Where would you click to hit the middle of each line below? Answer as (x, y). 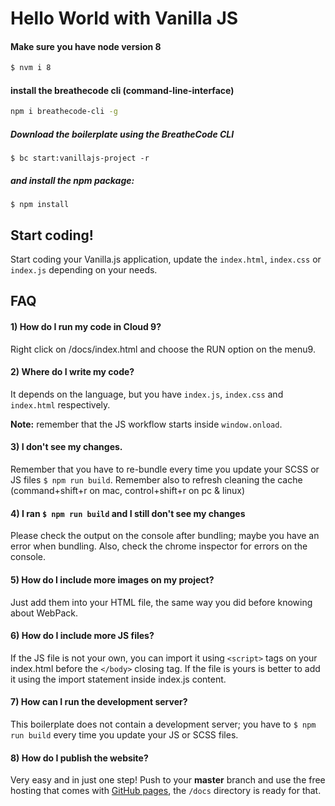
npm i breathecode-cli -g (64, 112)
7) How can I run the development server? (99, 702)
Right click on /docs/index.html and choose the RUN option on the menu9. (163, 349)
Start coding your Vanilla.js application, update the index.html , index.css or (166, 259)
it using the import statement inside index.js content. (118, 679)
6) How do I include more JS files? (82, 636)
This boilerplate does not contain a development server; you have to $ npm (163, 724)
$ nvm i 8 (31, 68)
